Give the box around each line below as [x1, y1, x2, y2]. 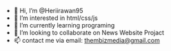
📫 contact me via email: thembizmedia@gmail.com [13, 37, 160, 44]
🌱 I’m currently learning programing [13, 21, 115, 29]
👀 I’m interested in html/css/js [13, 14, 98, 22]
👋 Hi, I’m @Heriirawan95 [13, 7, 83, 14]
